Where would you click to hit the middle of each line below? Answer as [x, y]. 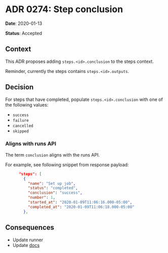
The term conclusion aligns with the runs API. [53, 155]
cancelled [23, 126]
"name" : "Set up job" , [52, 184]
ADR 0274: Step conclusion [64, 9]
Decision [19, 87]
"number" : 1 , [41, 198]
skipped [20, 131]
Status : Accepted [24, 33]
